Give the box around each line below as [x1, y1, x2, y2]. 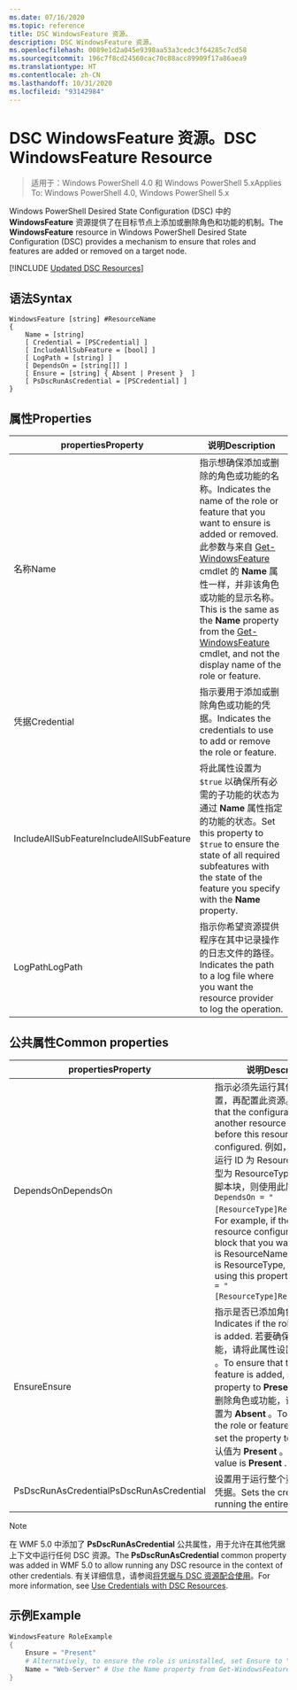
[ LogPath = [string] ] [25, 353, 113, 363]
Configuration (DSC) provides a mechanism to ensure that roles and [9, 236, 256, 247]
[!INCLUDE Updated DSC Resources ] [9, 263, 144, 274]
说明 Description [207, 439, 276, 452]
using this [214, 1269, 255, 1282]
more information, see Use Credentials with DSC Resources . [9, 1580, 228, 1591]
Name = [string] [25, 330, 86, 339]
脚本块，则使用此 [214, 1180, 286, 1192]
